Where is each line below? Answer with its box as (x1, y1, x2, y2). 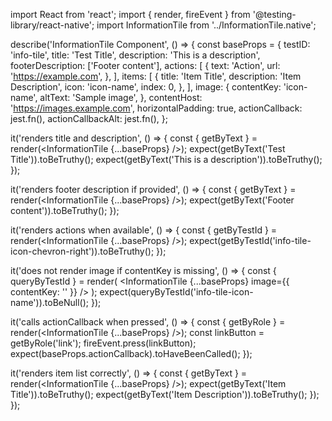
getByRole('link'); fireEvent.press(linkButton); (10, 337, 197, 349)
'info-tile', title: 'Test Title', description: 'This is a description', (10, 49, 261, 61)
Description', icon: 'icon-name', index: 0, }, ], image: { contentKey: (10, 81, 282, 93)
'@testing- (252, 9, 297, 20)
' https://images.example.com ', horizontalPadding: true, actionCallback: (10, 102, 303, 114)
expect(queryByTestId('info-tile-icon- (99, 286, 254, 298)
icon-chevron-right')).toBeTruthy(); (10, 245, 155, 257)
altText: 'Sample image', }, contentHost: (39, 92, 203, 103)
